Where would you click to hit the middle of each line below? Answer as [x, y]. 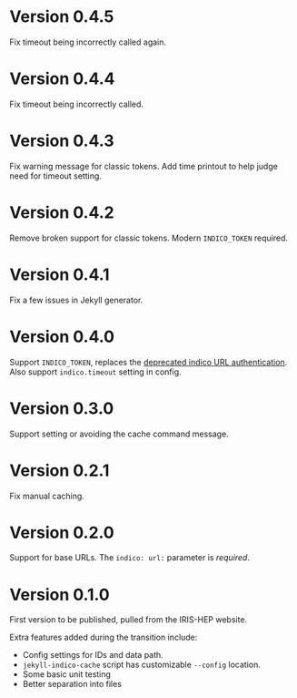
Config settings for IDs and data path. [93, 655]
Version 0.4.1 [60, 274]
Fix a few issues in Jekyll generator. [76, 300]
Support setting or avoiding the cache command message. [119, 434]
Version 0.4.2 [62, 212]
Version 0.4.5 [62, 17]
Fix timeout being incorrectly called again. [88, 42]
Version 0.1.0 [60, 595]
